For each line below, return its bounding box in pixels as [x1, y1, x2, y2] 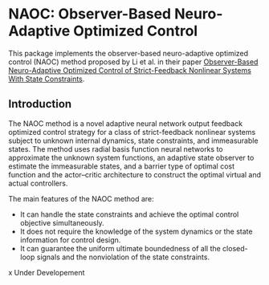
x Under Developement [8, 267, 85, 277]
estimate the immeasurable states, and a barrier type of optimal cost [8, 161, 235, 171]
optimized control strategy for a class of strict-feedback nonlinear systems [8, 127, 256, 136]
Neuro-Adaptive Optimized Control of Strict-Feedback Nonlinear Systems [8, 65, 251, 75]
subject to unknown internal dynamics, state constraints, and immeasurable [8, 136, 259, 145]
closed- [222, 243, 248, 253]
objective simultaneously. [19, 218, 104, 227]
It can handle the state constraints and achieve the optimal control [19, 210, 239, 219]
